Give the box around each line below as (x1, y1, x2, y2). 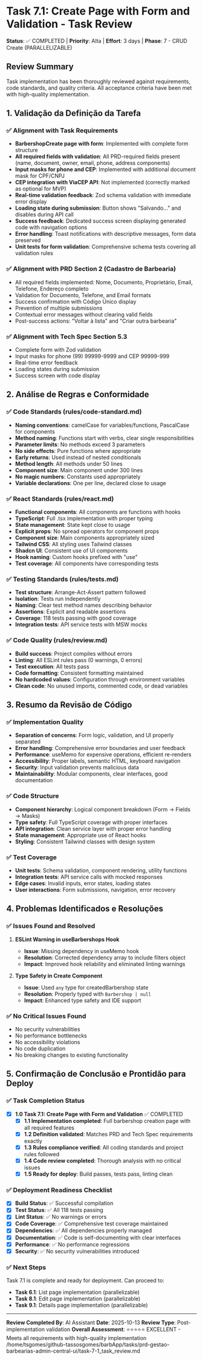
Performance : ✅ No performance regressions (14, 1241, 130, 1248)
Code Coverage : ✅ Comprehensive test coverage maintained (14, 1220, 168, 1227)
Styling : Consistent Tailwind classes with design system (14, 838, 155, 845)
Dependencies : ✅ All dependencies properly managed (14, 1227, 152, 1234)
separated (14, 738, 41, 745)
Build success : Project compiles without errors (14, 650, 133, 657)
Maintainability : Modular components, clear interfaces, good (14, 770, 168, 777)
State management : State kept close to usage (14, 521, 130, 529)
